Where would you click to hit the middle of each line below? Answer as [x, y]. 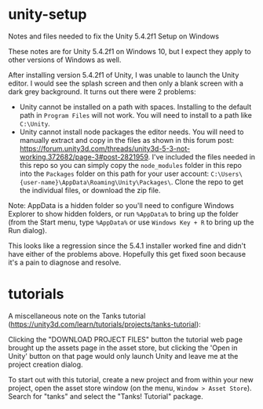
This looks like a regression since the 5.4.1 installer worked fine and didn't [127, 246]
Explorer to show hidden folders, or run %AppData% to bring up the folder [123, 214]
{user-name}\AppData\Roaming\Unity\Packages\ [95, 182]
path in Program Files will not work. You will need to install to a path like [136, 115]
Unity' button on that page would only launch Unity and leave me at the [123, 356]
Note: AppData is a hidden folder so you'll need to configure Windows [121, 205]
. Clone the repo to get [207, 181]
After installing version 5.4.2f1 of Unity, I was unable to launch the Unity [124, 75]
